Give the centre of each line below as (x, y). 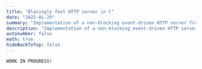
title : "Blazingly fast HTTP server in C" (60, 12)
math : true (20, 39)
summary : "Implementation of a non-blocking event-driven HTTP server (96, 23)
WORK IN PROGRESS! (29, 61)
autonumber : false (29, 34)
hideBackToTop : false (33, 45)
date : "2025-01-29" (31, 17)
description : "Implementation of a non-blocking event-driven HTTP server (102, 28)
